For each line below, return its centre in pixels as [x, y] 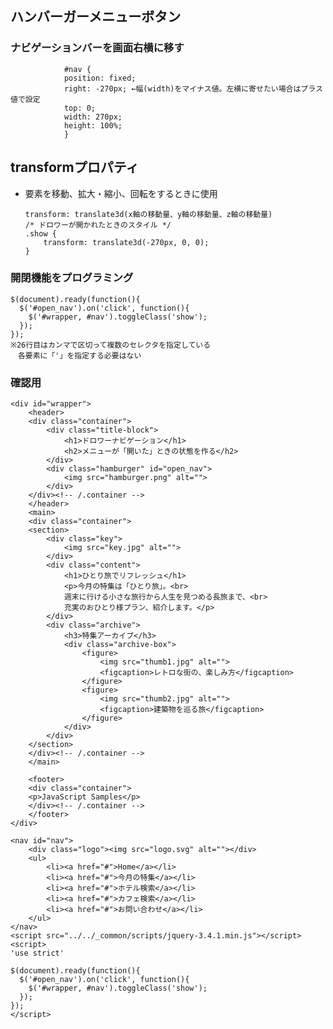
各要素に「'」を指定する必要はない [79, 355]
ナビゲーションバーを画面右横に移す [97, 48]
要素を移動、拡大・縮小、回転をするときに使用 [121, 193]
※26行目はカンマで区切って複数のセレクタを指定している [111, 345]
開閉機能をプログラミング [72, 278]
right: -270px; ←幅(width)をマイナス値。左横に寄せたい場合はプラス [193, 88]
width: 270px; [93, 117]
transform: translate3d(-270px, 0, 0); [126, 242]
